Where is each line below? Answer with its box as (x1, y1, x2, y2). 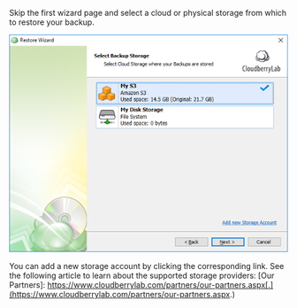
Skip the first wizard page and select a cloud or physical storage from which (9, 8, 287, 18)
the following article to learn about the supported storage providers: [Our (9, 270, 275, 281)
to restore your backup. (9, 17, 95, 27)
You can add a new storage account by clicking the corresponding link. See (9, 261, 285, 272)
